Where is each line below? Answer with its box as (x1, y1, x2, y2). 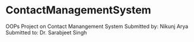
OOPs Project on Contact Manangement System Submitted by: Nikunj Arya (5, 23, 189, 30)
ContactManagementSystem (5, 3, 152, 17)
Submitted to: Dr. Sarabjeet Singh (5, 29, 87, 36)
